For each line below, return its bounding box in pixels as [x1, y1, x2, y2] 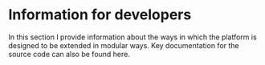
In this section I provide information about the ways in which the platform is [8, 32, 257, 42]
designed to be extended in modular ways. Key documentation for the [8, 40, 239, 50]
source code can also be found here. [8, 49, 131, 59]
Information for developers [8, 6, 192, 24]
